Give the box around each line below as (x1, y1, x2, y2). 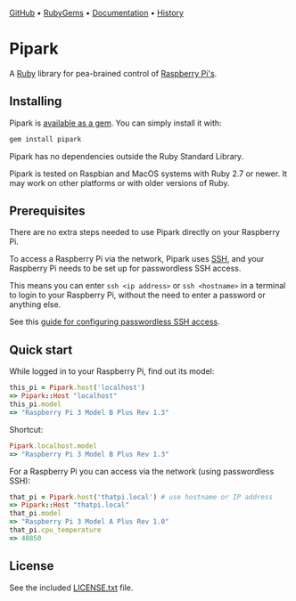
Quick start (9, 342, 73, 357)
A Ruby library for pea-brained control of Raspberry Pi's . (9, 68, 218, 78)
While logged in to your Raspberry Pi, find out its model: (9, 366, 215, 377)
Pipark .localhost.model (9, 441, 98, 451)
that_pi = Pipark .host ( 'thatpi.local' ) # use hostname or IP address (9, 492, 274, 501)
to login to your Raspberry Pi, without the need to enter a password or (9, 289, 266, 301)
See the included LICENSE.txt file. (9, 582, 134, 593)
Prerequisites (9, 204, 86, 219)
